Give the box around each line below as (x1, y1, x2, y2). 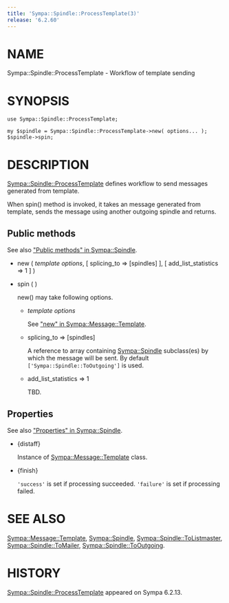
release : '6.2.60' (7, 17, 60, 23)
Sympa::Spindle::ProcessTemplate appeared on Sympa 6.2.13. (7, 588, 182, 596)
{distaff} (17, 439, 41, 448)
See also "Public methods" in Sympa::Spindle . (7, 246, 138, 254)
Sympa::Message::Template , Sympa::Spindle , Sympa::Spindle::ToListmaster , (7, 533, 223, 542)
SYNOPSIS (7, 93, 70, 109)
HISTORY (7, 566, 61, 581)
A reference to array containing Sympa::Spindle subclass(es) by (27, 347, 208, 355)
